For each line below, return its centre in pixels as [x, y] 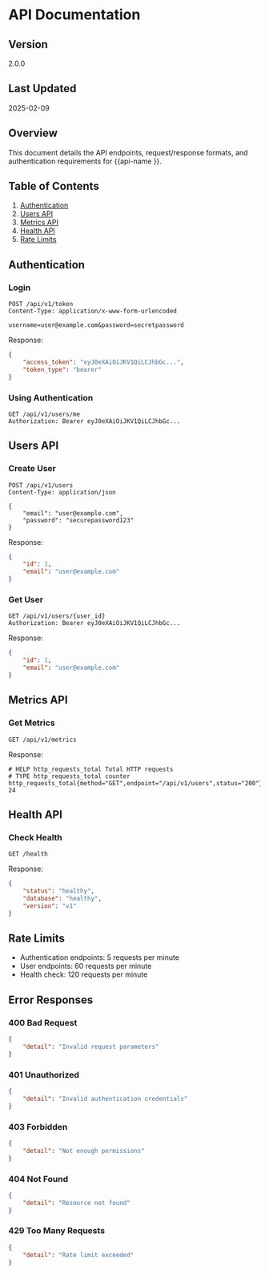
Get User [26, 600]
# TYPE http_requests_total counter [69, 776]
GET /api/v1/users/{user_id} [57, 616]
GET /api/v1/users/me [44, 414]
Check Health [35, 837]
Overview [33, 133]
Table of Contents [54, 186]
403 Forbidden [38, 1127]
